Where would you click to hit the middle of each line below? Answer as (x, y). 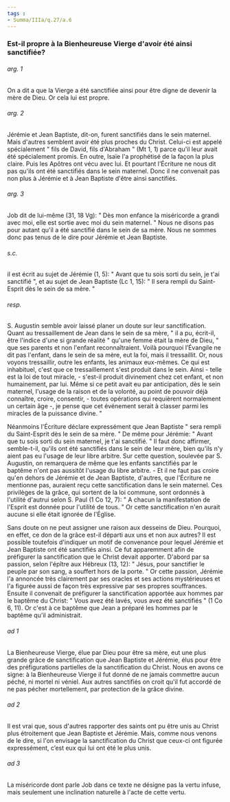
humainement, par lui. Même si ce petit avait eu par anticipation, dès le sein (114, 384)
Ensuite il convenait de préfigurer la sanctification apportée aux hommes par (115, 593)
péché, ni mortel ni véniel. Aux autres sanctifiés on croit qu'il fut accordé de (114, 682)
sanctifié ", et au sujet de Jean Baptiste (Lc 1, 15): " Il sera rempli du (102, 282)
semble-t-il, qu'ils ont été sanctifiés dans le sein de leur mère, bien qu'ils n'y (115, 449)
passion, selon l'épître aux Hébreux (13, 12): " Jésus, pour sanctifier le (106, 564)
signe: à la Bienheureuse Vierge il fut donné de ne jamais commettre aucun (113, 674)
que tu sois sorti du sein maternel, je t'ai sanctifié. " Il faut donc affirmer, (109, 441)
